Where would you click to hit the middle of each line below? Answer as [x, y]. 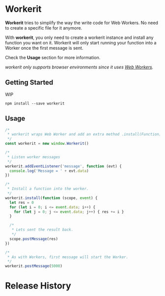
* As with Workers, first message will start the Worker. [68, 257]
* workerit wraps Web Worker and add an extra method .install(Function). [85, 134]
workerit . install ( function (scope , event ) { [51, 198]
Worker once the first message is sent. [44, 48]
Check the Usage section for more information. [53, 57]
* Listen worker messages [34, 157]
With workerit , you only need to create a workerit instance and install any [79, 37]
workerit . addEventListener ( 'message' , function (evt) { [63, 166]
